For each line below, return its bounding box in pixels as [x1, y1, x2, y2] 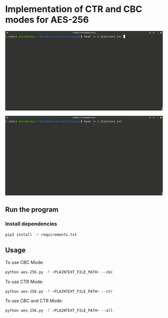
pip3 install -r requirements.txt [5, 232, 77, 237]
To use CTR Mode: [5, 279, 44, 285]
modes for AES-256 [5, 14, 89, 25]
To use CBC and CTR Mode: [5, 298, 63, 304]
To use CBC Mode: [5, 259, 44, 265]
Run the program [5, 205, 59, 214]
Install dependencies [5, 220, 57, 227]
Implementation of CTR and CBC [5, 3, 142, 15]
